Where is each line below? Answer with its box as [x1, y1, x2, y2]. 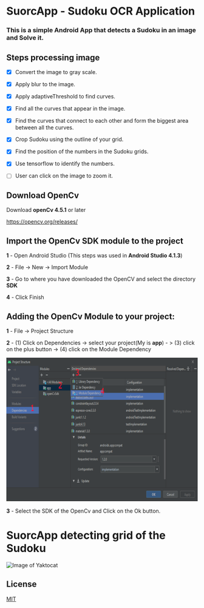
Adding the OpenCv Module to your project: [6, 311, 175, 321]
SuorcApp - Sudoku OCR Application [6, 4, 195, 18]
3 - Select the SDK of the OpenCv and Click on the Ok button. [6, 507, 161, 514]
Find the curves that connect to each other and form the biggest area [15, 117, 189, 125]
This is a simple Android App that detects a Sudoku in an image [6, 26, 196, 35]
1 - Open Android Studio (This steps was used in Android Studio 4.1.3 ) [6, 252, 183, 259]
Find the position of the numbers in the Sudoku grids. [15, 148, 149, 155]
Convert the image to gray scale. [15, 68, 97, 75]
